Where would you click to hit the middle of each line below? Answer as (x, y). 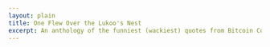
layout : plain (32, 16)
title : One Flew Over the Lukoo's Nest (75, 23)
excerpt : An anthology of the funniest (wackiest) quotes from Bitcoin (131, 30)
